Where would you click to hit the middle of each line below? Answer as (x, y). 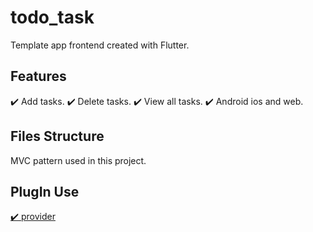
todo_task (52, 17)
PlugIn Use (45, 191)
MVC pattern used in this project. (78, 160)
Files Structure (57, 136)
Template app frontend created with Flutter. (100, 45)
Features (38, 76)
